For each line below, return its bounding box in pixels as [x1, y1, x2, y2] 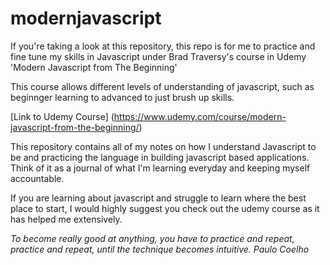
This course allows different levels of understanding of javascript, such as [10, 80, 315, 92]
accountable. [10, 172, 65, 184]
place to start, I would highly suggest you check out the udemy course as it [10, 202, 320, 214]
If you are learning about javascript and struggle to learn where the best [10, 192, 307, 204]
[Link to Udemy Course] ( [10, 110, 115, 122]
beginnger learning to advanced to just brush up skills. [10, 91, 235, 103]
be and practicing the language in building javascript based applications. [10, 151, 310, 163]
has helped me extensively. [10, 213, 123, 225]
